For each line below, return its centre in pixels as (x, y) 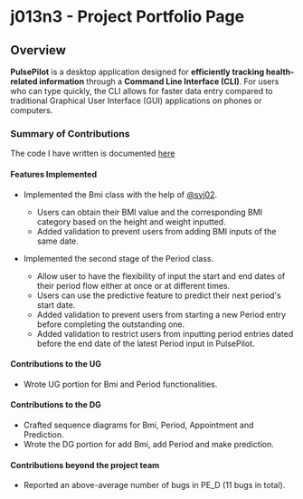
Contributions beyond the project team (85, 465)
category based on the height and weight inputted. (131, 221)
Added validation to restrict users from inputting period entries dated (165, 333)
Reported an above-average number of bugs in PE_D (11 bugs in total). (154, 485)
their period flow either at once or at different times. (133, 285)
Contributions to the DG (56, 405)
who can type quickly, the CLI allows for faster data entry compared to (142, 91)
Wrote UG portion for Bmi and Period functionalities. (120, 384)
